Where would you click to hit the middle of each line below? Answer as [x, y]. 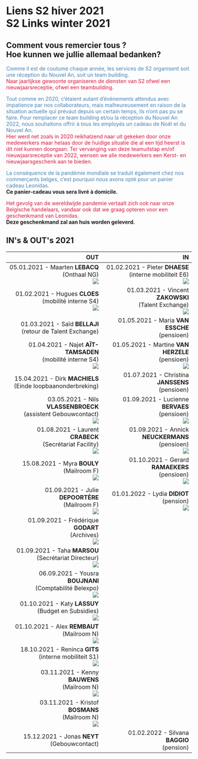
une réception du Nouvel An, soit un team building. [68, 75]
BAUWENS [83, 679]
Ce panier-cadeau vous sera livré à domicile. [62, 192]
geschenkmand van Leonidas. [43, 216]
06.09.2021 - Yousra [69, 573]
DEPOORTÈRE [79, 497]
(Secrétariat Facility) [70, 444]
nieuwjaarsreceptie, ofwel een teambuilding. [60, 87]
